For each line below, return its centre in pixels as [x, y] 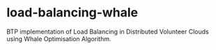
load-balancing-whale [72, 13]
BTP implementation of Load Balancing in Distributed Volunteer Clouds [108, 32]
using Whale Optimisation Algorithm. [59, 38]
